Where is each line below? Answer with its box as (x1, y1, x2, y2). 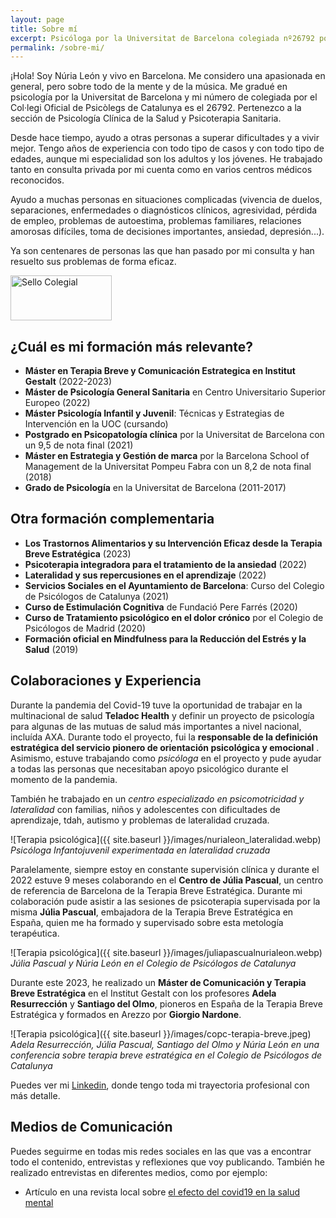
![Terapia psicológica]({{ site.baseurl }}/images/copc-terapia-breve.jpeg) (10, 1027, 312, 1040)
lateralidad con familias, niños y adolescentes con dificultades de (10, 803, 281, 815)
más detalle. (10, 1089, 61, 1101)
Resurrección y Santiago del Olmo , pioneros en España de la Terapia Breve (10, 997, 323, 1010)
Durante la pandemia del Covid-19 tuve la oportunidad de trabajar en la (10, 699, 303, 711)
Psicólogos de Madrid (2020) (24, 622, 147, 634)
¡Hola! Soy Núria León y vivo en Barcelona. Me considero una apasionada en (10, 70, 326, 82)
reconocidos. (10, 174, 65, 186)
